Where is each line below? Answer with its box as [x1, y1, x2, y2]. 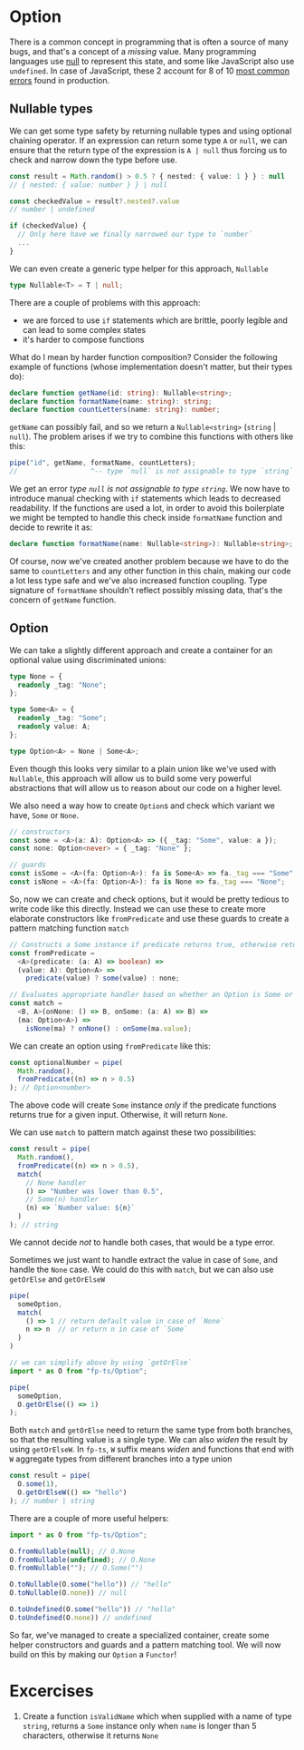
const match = [9, 999, 63, 1008]
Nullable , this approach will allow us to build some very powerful [9, 773, 252, 784]
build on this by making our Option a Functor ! [9, 1648, 177, 1659]
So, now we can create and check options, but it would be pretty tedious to [9, 894, 290, 904]
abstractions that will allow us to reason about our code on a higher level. [9, 782, 282, 793]
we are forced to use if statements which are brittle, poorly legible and [22, 315, 288, 326]
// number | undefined [9, 205, 95, 214]
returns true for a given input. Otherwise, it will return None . [9, 1110, 228, 1120]
